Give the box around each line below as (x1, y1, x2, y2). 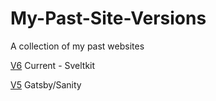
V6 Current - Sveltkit (10, 59, 96, 71)
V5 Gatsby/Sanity (10, 78, 82, 91)
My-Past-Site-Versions (10, 7, 207, 30)
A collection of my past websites (10, 40, 145, 52)
